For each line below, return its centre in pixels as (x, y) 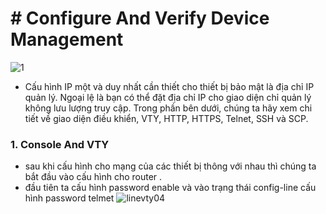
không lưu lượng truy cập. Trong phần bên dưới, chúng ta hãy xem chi (168, 108)
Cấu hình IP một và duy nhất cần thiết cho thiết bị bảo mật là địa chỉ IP (169, 86)
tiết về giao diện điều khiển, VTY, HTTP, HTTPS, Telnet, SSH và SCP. (166, 118)
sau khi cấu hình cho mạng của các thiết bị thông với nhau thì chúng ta (170, 166)
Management (67, 39)
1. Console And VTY (60, 144)
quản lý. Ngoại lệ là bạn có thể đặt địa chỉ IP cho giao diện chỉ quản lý (168, 97)
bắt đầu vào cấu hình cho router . (93, 177)
